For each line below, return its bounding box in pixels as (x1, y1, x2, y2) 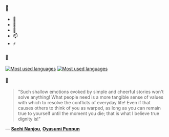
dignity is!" (17, 116, 41, 122)
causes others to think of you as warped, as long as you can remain (17, 105, 161, 111)
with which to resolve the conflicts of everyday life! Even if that (17, 99, 151, 105)
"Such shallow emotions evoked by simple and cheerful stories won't (17, 88, 164, 95)
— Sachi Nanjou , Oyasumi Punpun (5, 125, 80, 132)
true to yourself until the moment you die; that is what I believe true (17, 110, 160, 117)
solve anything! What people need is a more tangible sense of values (17, 94, 164, 100)
